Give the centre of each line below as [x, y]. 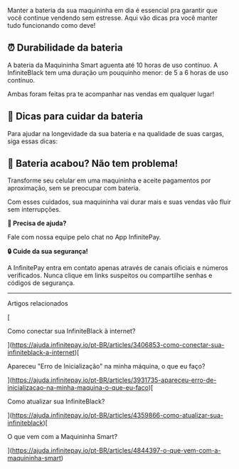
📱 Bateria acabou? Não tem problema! [93, 164]
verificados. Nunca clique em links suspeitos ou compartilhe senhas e [110, 275]
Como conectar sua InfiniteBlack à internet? [71, 331]
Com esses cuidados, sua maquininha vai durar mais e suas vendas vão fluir [119, 202]
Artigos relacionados [38, 304]
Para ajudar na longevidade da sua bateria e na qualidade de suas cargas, [116, 133]
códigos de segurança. [41, 283]
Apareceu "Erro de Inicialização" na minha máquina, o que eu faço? [106, 366]
